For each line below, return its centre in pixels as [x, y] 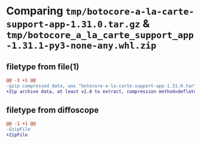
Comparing [35, 11]
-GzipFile [19, 130]
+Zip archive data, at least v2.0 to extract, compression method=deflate [101, 91]
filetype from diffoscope [53, 110]
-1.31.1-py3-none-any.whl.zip [81, 46]
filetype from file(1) [43, 67]
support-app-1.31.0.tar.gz [73, 25]
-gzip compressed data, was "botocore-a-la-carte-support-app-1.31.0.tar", [103, 86]
